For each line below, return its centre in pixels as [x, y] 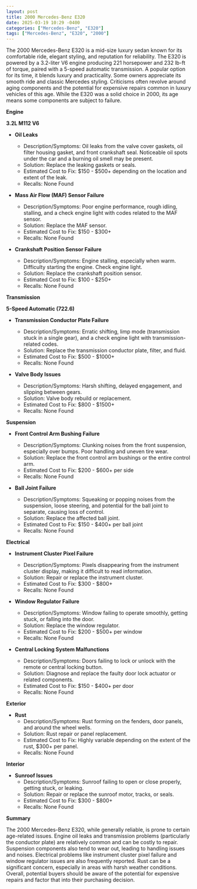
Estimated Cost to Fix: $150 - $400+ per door [79, 686]
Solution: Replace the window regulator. [71, 625]
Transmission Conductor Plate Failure [61, 320]
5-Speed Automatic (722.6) [40, 309]
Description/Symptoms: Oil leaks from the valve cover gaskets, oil [103, 146]
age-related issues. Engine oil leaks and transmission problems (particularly [98, 836]
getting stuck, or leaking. [54, 788]
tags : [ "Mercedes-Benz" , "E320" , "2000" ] [58, 34]
